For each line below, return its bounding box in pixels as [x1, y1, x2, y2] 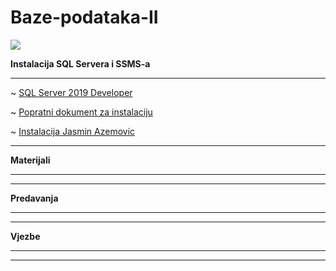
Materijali [10, 154, 51, 166]
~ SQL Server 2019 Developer [10, 86, 133, 98]
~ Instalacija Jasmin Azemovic [10, 125, 136, 137]
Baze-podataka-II [10, 6, 159, 29]
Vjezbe [10, 230, 41, 242]
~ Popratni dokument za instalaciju [10, 106, 153, 118]
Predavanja [10, 192, 59, 204]
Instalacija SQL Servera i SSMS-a [10, 57, 151, 70]
